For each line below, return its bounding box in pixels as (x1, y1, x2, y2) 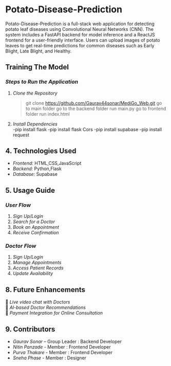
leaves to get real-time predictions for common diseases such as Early (5, 42, 155, 48)
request (12, 132, 29, 138)
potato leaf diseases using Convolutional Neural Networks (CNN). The (5, 26, 154, 32)
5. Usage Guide (5, 186, 55, 195)
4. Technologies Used (5, 147, 77, 155)
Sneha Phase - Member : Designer (12, 355, 86, 361)
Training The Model (5, 63, 69, 71)
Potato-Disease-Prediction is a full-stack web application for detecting (5, 21, 155, 27)
